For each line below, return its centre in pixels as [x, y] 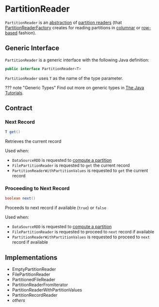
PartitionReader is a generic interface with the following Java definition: [77, 60]
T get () [13, 132]
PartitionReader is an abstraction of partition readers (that [64, 22]
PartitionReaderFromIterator [40, 285]
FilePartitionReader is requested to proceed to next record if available [83, 232]
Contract [19, 108]
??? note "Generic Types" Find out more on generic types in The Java [75, 87]
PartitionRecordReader [35, 295]
